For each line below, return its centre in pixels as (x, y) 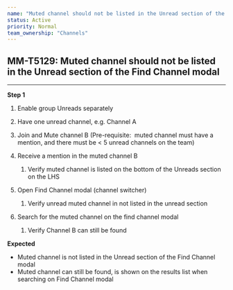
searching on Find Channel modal (65, 279)
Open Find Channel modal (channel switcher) (82, 190)
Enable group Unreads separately (65, 109)
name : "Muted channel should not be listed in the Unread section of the (116, 13)
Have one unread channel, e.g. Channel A (77, 122)
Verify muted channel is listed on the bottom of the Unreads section (124, 170)
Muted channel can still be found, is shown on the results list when (112, 272)
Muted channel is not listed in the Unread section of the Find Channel (116, 257)
